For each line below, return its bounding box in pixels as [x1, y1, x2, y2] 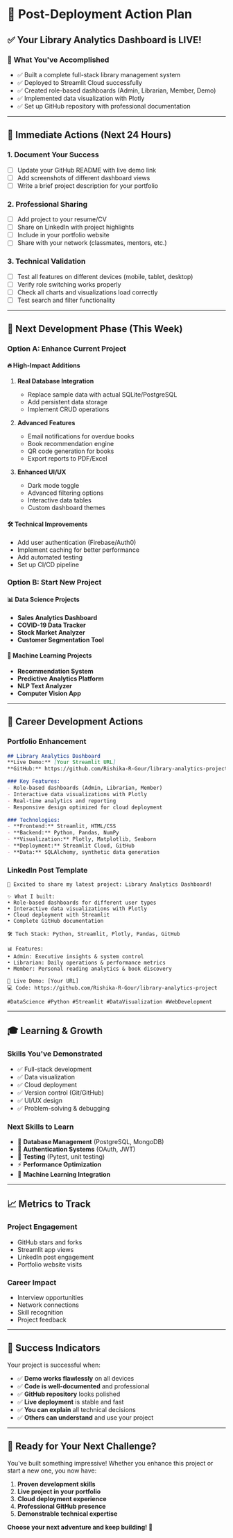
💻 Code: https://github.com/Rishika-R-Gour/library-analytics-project [7, 985, 218, 992]
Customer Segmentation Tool [17, 635, 104, 644]
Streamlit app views [17, 1245, 74, 1253]
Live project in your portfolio [17, 1487, 101, 1496]
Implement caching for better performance [17, 546, 140, 554]
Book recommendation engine [27, 440, 114, 448]
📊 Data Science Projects [7, 595, 80, 604]
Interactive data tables [27, 496, 92, 505]
